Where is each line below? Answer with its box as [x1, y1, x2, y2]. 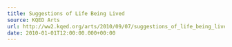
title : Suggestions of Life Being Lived [7, 10, 126, 17]
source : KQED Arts [7, 17, 60, 23]
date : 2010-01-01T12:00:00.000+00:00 [7, 29, 116, 37]
